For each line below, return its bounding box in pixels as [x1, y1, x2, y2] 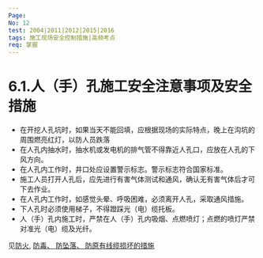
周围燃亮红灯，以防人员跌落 [19, 135, 111, 145]
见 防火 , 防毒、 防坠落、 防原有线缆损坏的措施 [8, 241, 155, 250]
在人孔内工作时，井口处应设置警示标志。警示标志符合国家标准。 [19, 165, 227, 174]
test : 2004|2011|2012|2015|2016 [8, 26, 115, 34]
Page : [8, 11, 26, 20]
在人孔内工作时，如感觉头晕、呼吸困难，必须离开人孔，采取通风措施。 [19, 195, 249, 204]
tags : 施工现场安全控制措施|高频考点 [8, 33, 116, 42]
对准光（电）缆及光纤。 [19, 224, 96, 233]
